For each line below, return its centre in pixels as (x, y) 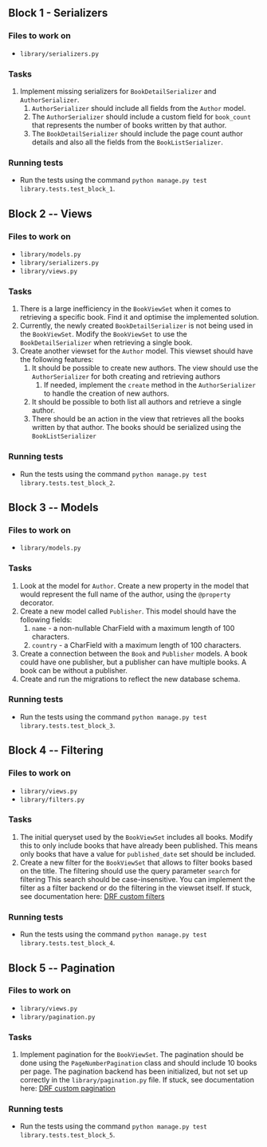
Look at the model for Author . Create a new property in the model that (134, 585)
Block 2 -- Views (50, 213)
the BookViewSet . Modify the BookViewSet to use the (103, 334)
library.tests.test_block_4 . (67, 943)
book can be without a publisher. (73, 670)
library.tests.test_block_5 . (67, 1135)
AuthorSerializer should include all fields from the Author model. (139, 108)
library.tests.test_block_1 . (67, 189)
